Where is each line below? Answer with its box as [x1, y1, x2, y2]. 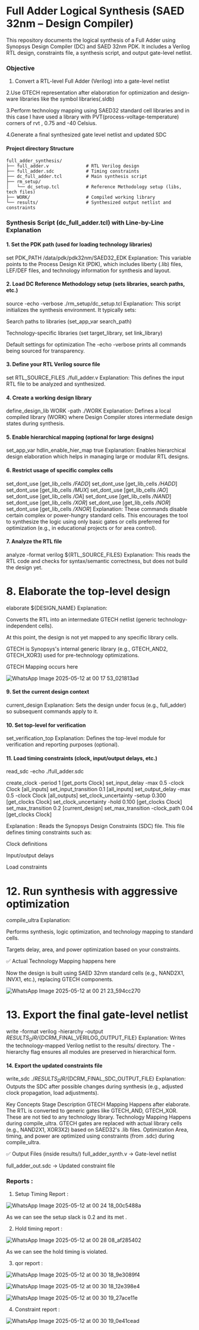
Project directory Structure [6, 145, 74, 152]
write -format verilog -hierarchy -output [6, 1028, 103, 1035]
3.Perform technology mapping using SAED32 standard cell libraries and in [6, 107, 190, 114]
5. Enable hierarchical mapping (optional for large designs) [6, 433, 154, 441]
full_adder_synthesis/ [6, 158, 62, 164]
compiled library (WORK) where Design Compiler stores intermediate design [6, 414, 193, 421]
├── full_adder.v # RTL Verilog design [6, 163, 140, 169]
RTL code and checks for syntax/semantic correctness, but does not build [6, 557, 188, 564]
